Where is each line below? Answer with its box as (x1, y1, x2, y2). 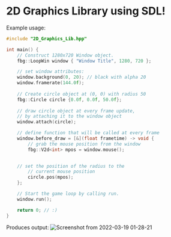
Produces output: (6, 224, 49, 231)
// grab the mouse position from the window (28, 141, 141, 147)
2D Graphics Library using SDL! (6, 4, 166, 18)
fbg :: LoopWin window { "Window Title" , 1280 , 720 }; (17, 58, 152, 64)
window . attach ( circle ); (17, 119, 77, 125)
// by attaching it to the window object (17, 113, 122, 120)
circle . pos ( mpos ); (28, 174, 74, 180)
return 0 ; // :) (17, 207, 58, 213)
